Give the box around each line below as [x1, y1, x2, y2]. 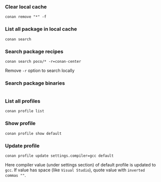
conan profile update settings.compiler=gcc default [5, 153, 114, 159]
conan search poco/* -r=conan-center [5, 59, 81, 64]
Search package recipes [5, 48, 64, 55]
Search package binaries [5, 79, 65, 86]
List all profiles [5, 98, 40, 105]
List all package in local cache [5, 26, 77, 33]
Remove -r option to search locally [5, 67, 75, 73]
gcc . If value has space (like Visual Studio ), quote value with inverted [5, 167, 145, 173]
